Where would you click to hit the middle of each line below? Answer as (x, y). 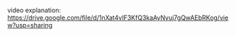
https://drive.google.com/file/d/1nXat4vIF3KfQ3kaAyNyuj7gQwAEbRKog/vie (118, 18)
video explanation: (34, 10)
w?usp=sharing (30, 25)
